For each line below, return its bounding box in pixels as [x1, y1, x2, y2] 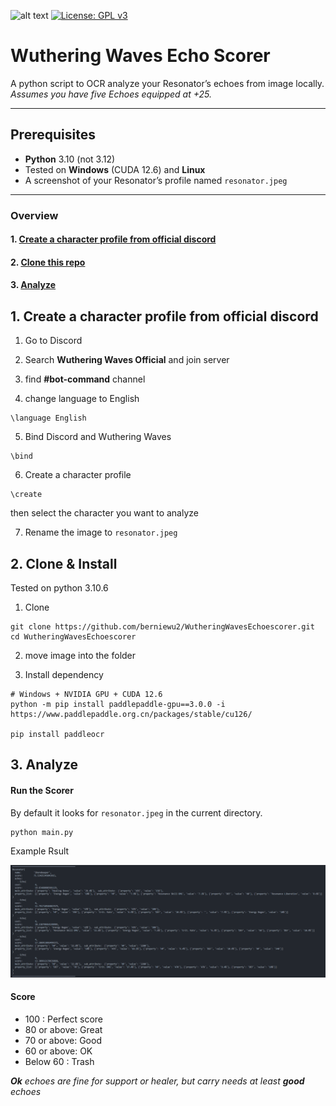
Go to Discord [24, 335, 83, 347]
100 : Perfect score [24, 1013, 104, 1025]
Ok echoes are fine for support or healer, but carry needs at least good [10, 1075, 305, 1087]
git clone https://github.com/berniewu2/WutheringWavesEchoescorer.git [10, 622, 315, 632]
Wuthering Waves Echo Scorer [10, 45, 271, 67]
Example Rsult [10, 845, 70, 857]
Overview [10, 208, 59, 222]
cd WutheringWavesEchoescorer [10, 632, 137, 642]
